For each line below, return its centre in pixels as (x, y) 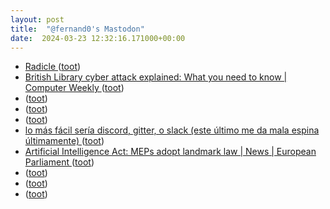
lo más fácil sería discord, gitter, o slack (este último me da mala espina (172, 130)
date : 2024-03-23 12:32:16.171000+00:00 (98, 38)
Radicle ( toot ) (53, 67)
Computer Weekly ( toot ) (74, 88)
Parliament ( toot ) (59, 162)
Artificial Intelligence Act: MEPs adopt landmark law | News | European (170, 152)
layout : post (37, 19)
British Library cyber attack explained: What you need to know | (156, 77)
